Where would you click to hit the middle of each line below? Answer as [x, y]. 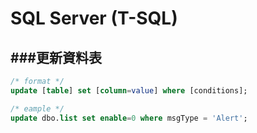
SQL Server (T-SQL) [94, 18]
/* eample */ [37, 108]
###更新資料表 [56, 57]
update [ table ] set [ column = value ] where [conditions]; [129, 90]
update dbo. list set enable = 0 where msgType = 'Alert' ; [129, 118]
